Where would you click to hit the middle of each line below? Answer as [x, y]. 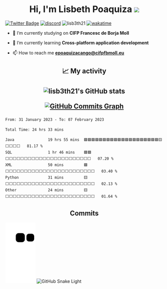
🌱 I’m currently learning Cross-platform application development [80, 43]
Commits [84, 213]
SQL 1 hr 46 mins [40, 153]
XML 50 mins [35, 165]
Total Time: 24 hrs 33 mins [35, 130]
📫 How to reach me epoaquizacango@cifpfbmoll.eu [68, 53]
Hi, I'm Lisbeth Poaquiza [81, 9]
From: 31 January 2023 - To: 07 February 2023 [55, 120]
